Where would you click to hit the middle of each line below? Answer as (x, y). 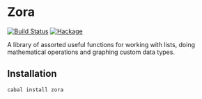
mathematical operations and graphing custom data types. (91, 52)
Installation (32, 74)
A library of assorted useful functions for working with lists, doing (101, 44)
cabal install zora (36, 90)
